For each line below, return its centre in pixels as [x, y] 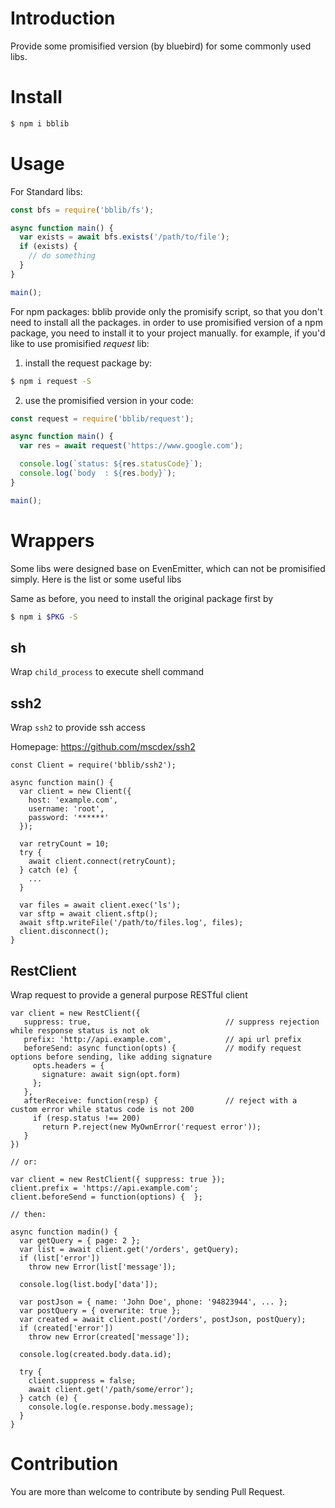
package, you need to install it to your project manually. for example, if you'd [168, 333]
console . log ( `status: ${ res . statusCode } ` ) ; [111, 464]
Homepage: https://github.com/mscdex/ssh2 [103, 747]
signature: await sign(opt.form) [111, 1074]
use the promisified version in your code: [109, 400]
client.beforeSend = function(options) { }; [106, 1197]
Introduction [63, 18]
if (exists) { [48, 247]
